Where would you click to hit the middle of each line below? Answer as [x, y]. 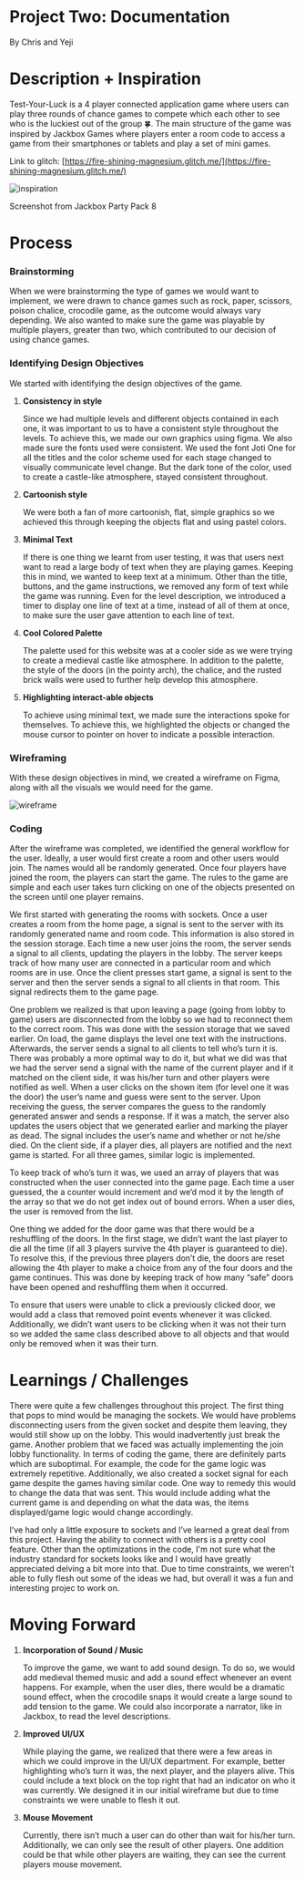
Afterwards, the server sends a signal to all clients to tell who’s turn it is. [144, 1048]
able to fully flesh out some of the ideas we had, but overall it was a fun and [152, 1578]
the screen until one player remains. [76, 897]
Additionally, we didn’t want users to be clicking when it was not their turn [148, 1325]
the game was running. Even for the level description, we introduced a [154, 595]
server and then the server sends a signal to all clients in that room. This [145, 983]
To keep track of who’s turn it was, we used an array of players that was [144, 1172]
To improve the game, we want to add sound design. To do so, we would [159, 1668]
